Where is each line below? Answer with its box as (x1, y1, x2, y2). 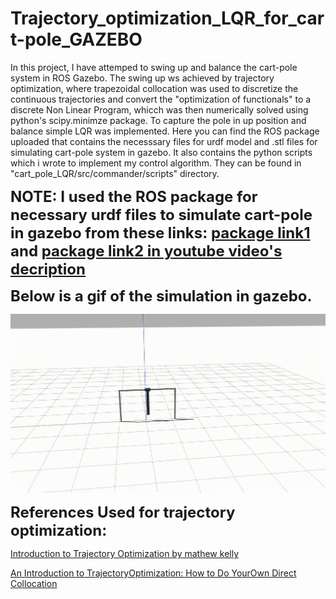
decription (10, 259, 87, 279)
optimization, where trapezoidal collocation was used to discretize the (10, 82, 299, 94)
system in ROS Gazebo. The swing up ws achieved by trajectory (10, 72, 275, 84)
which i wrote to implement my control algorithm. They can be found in (10, 157, 302, 169)
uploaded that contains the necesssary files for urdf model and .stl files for (10, 135, 318, 147)
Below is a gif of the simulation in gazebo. (10, 286, 313, 306)
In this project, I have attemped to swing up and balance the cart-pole (10, 61, 298, 73)
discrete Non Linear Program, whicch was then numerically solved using (10, 103, 309, 116)
